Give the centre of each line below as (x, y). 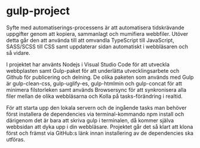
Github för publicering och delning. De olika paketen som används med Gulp (100, 77)
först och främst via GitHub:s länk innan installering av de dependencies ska (100, 133)
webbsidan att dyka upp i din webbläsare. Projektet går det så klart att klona (100, 127)
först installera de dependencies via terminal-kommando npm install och (95, 114)
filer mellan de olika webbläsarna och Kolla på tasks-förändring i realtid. (95, 96)
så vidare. (19, 53)
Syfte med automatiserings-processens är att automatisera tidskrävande (95, 27)
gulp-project (38, 11)
